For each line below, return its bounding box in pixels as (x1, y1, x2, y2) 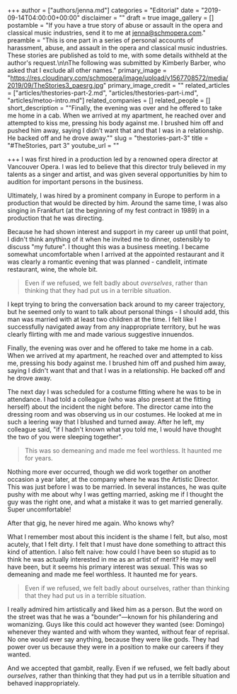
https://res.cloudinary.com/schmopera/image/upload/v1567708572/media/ (10, 74, 229, 82)
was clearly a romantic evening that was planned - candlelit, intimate (7, 258, 207, 266)
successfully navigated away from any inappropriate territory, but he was (7, 323, 221, 331)
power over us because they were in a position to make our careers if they (7, 643, 224, 651)
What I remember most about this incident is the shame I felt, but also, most (7, 533, 228, 540)
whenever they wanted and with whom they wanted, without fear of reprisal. (7, 628, 230, 636)
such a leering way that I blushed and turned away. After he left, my (7, 417, 204, 426)
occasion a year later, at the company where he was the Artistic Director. (7, 475, 219, 483)
